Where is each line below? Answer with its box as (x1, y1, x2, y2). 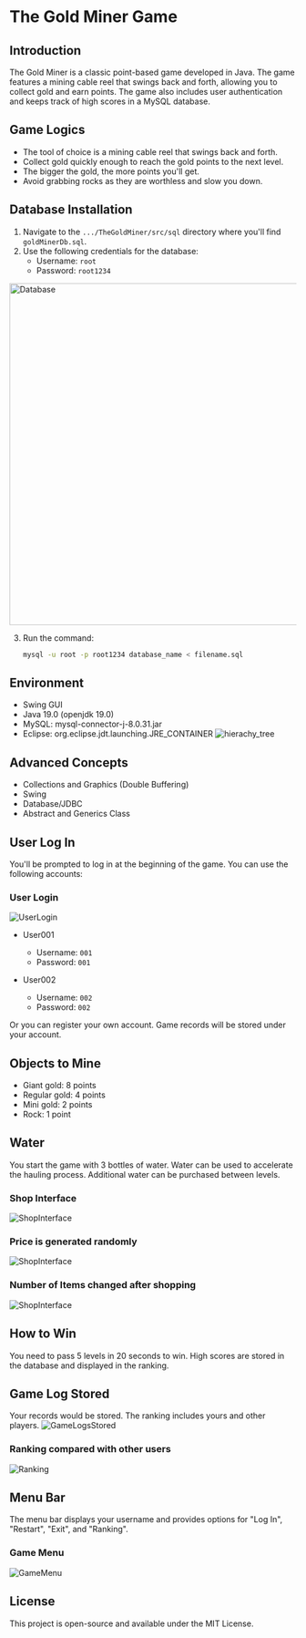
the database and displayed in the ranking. (9, 1360, 169, 1371)
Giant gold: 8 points (22, 1080, 97, 1091)
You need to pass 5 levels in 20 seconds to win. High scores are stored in (9, 1350, 285, 1361)
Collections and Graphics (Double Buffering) (22, 779, 189, 790)
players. (9, 1420, 40, 1431)
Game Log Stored (9, 1386, 110, 1401)
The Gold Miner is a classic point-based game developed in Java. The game (9, 67, 295, 77)
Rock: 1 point (22, 1109, 71, 1120)
